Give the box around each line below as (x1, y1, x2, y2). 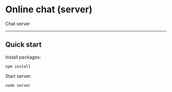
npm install (5, 64, 31, 69)
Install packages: (5, 54, 41, 60)
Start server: (5, 73, 32, 79)
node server (5, 83, 31, 88)
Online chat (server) (5, 4, 93, 15)
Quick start (5, 40, 42, 49)
